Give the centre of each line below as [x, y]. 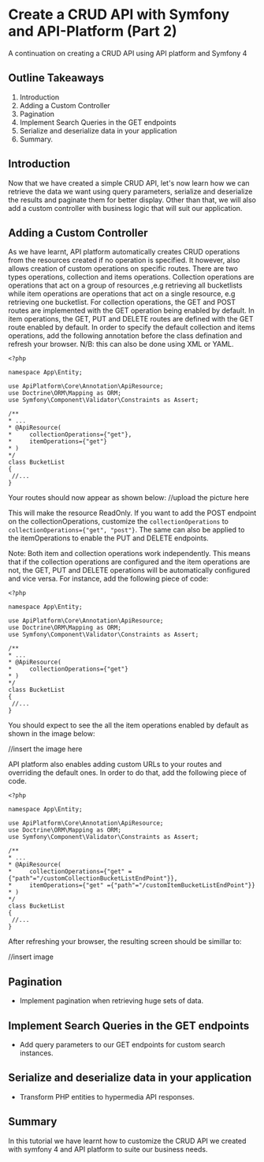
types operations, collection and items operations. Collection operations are [131, 277]
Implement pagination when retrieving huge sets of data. [112, 1001]
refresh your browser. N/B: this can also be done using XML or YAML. [121, 344]
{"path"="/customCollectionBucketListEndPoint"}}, [93, 878]
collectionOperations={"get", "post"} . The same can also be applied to [126, 530]
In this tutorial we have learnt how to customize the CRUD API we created [127, 1141]
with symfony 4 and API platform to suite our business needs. [108, 1149]
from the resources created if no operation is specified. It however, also [124, 260]
